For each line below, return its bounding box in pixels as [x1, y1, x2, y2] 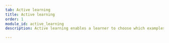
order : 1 [5, 16, 24, 21]
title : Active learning [5, 12, 55, 17]
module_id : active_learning [5, 21, 64, 26]
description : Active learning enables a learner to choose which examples [5, 26, 165, 31]
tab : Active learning [5, 7, 51, 12]
